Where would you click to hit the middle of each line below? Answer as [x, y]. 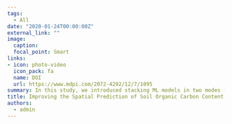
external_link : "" [33, 33]
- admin [25, 110]
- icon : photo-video [37, 65]
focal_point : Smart [41, 52]
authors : [20, 103]
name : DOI [27, 77]
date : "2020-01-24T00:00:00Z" [51, 26]
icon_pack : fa [33, 71]
